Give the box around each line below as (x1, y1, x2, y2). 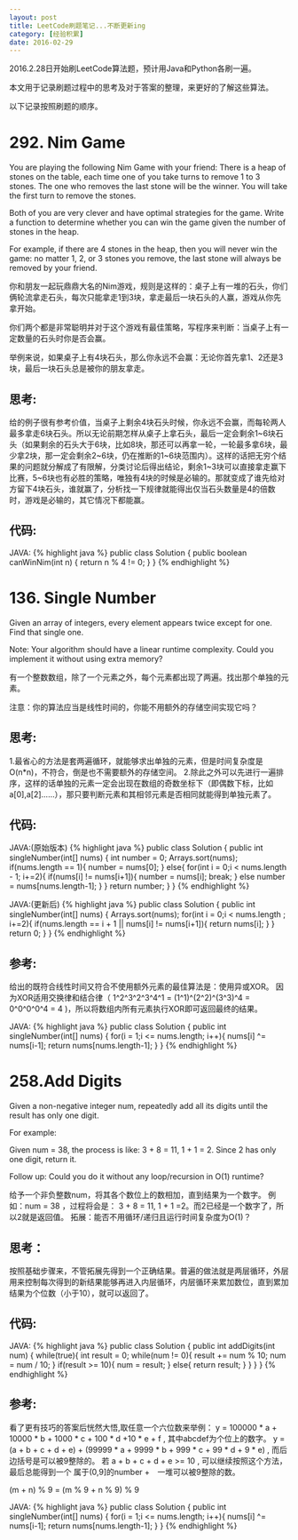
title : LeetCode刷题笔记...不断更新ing (9, 21, 146, 30)
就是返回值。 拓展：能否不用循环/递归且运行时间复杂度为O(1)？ (21, 1212, 252, 1223)
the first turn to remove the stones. (9, 190, 137, 201)
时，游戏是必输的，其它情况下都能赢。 (9, 495, 149, 505)
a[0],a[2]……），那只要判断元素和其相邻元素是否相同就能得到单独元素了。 (9, 788, 277, 800)
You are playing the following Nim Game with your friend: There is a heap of (9, 162, 286, 173)
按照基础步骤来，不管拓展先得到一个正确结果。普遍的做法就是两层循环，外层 (9, 1265, 289, 1276)
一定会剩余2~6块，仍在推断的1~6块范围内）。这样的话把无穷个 (52, 451, 279, 460)
